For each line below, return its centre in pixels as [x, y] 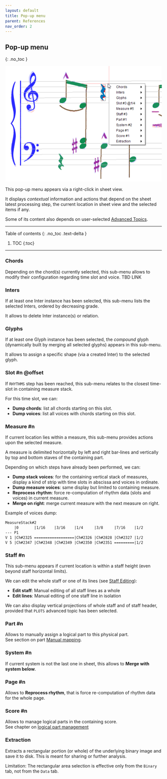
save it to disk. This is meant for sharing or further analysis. [66, 756]
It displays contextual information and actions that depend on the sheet [78, 199]
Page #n [15, 682]
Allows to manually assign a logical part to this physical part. [67, 634]
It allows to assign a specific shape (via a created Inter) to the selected [78, 354]
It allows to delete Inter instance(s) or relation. [52, 316]
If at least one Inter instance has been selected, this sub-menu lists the [78, 301]
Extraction [18, 740]
